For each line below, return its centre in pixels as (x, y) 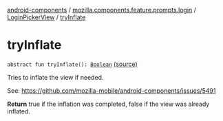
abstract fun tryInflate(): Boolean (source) (72, 64)
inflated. (19, 111)
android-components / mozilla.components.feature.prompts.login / (102, 10)
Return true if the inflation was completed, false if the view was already (108, 104)
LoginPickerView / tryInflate (46, 17)
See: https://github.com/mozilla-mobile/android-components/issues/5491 (111, 90)
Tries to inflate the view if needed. (55, 77)
